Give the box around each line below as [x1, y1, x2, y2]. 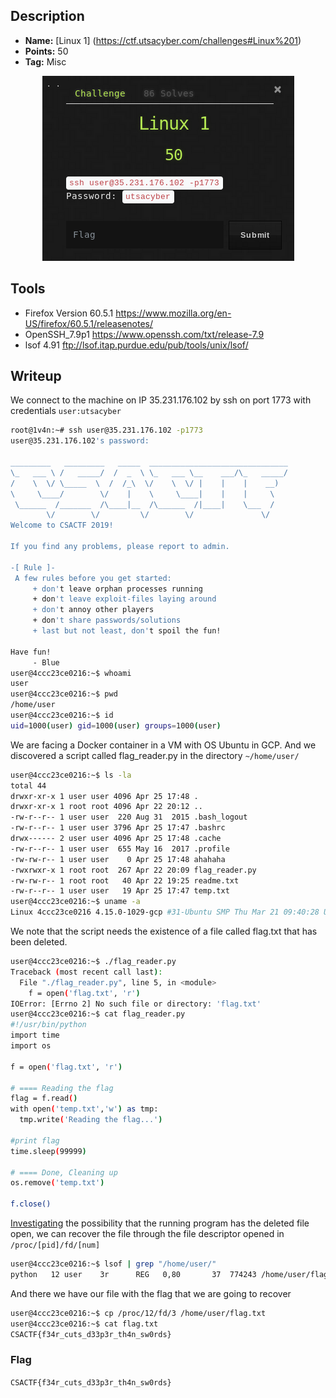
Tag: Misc [24, 55, 67, 68]
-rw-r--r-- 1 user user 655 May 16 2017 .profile [10, 844, 230, 854]
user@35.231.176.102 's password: [10, 436, 150, 446]
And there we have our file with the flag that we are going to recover [10, 1287, 292, 1299]
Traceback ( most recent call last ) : [10, 967, 163, 977]
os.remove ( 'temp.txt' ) [10, 1178, 105, 1188]
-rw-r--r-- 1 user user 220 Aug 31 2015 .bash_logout [10, 812, 248, 823]
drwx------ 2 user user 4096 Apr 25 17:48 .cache [10, 834, 222, 844]
